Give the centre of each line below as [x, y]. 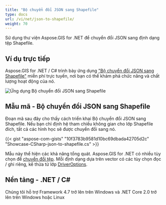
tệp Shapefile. [19, 43]
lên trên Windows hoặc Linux [35, 197]
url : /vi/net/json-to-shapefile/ [40, 19]
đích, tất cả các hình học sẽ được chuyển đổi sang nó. [61, 129]
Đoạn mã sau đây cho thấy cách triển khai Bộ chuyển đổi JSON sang [76, 118]
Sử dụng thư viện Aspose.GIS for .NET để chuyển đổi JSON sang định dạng [83, 38]
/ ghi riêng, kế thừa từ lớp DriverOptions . [46, 164]
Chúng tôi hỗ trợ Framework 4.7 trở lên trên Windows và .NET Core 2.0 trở [81, 192]
